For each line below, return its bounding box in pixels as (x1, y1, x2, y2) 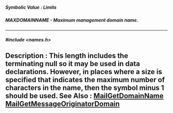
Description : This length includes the (5, 51, 129, 60)
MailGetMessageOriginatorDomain (5, 100, 120, 108)
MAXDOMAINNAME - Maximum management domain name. (5, 17, 139, 23)
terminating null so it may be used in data (5, 60, 141, 68)
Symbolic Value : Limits (5, 4, 57, 10)
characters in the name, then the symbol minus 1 (5, 84, 164, 92)
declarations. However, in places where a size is (5, 67, 162, 77)
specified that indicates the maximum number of (5, 76, 165, 84)
